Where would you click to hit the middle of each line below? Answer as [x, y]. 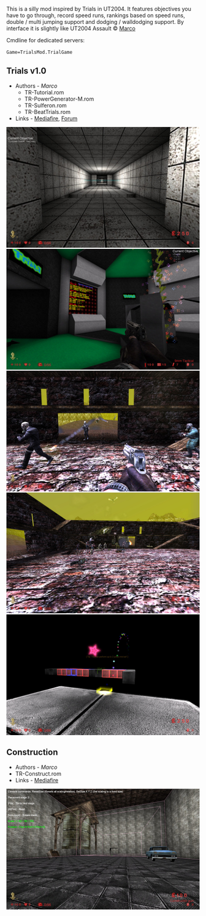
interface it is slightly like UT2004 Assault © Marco [71, 28]
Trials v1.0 [26, 71]
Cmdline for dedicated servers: [45, 40]
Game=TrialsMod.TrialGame [39, 52]
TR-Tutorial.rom [44, 92]
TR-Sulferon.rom [46, 105]
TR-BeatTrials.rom [47, 112]
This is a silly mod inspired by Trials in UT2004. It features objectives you [99, 9]
